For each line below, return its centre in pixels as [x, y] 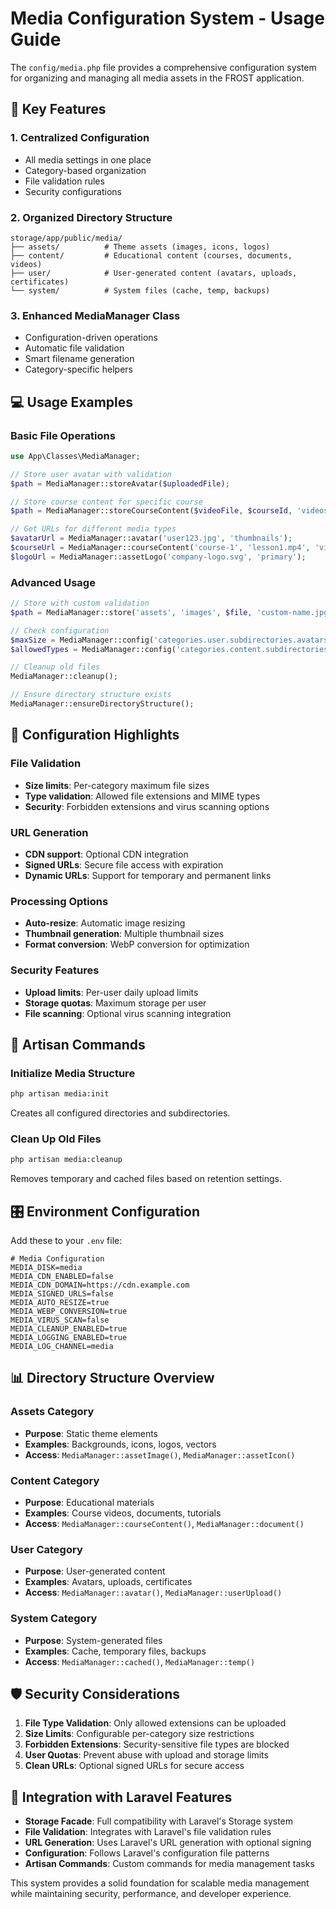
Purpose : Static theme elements [91, 1433]
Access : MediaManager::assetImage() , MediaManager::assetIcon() [160, 1454]
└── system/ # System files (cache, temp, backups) [140, 290]
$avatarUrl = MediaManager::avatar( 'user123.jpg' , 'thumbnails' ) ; [151, 538]
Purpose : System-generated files [93, 1640]
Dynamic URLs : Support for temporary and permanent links [148, 875]
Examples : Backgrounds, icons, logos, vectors [120, 1444]
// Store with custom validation [80, 603]
